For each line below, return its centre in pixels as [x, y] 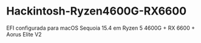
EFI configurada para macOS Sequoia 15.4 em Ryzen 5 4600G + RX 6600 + [101, 28]
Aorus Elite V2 [24, 34]
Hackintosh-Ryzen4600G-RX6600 [97, 11]
